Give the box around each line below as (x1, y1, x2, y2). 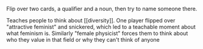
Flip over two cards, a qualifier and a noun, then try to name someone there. (6, 5, 198, 12)
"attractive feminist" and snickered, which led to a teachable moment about (6, 24, 196, 30)
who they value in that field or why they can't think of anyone (6, 36, 160, 43)
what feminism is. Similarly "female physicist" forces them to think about (6, 30, 188, 37)
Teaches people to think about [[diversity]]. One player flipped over (6, 17, 176, 24)
